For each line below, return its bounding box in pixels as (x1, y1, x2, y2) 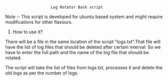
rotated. (5, 55, 22, 61)
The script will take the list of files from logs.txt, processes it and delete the (5, 65, 163, 70)
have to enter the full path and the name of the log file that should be (5, 50, 149, 55)
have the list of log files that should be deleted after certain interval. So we (5, 44, 161, 50)
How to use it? (12, 29, 43, 35)
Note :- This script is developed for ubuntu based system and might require (5, 14, 163, 20)
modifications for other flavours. (5, 19, 73, 25)
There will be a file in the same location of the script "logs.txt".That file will (5, 38, 161, 45)
